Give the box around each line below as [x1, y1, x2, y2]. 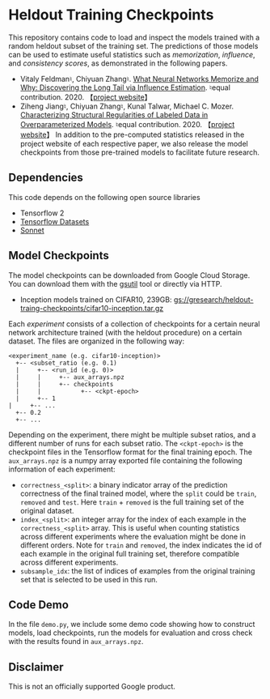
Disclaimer [8, 660, 64, 674]
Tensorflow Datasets [19, 216, 90, 226]
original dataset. [19, 505, 74, 515]
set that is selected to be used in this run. [19, 574, 158, 584]
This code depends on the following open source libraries [8, 192, 200, 202]
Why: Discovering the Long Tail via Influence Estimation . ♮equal [19, 83, 230, 92]
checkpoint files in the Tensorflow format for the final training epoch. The [8, 447, 253, 457]
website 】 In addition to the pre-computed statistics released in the [19, 130, 245, 139]
